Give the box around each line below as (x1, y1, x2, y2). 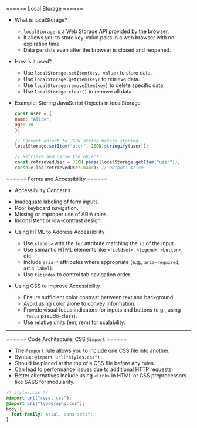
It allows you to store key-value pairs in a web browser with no (23, 34, 175, 41)
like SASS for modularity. (14, 378, 75, 385)
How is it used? (14, 58, 52, 65)
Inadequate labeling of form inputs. (14, 198, 100, 205)
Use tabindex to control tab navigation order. (23, 270, 132, 278)
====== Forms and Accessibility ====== (6, 175, 108, 182)
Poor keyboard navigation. (14, 204, 79, 211)
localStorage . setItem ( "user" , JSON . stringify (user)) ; (14, 143, 150, 149)
